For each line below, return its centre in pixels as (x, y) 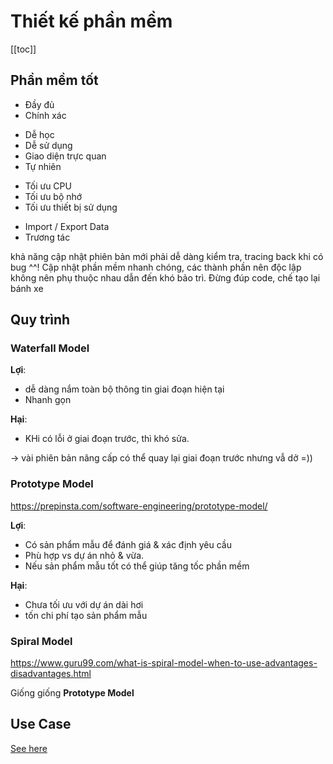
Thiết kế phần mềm (91, 21)
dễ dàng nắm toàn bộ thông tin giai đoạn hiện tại (124, 389)
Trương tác (47, 237)
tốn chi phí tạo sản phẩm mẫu (86, 615)
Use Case (41, 724)
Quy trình (40, 320)
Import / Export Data (67, 226)
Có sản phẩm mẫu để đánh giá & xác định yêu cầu (128, 544)
